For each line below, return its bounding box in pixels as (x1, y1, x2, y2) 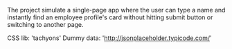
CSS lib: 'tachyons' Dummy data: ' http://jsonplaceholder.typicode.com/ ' (7, 34, 213, 42)
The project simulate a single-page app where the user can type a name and (7, 6, 226, 14)
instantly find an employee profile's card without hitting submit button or (7, 13, 213, 21)
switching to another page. (7, 21, 84, 28)
